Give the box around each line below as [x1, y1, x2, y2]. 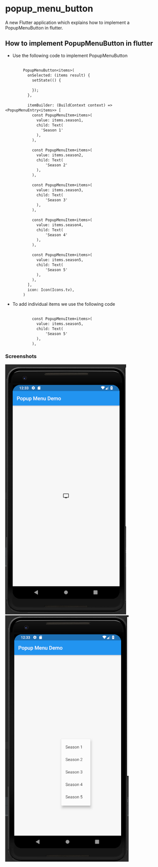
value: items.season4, [36, 222, 84, 227]
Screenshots [5, 353, 37, 360]
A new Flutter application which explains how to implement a [5, 19, 130, 25]
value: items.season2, [36, 153, 84, 158]
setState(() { [31, 78, 61, 83]
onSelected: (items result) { [27, 73, 91, 78]
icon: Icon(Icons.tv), [27, 287, 75, 292]
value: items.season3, [36, 188, 84, 193]
